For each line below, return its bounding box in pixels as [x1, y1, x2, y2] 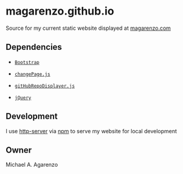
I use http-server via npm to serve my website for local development [5, 127, 178, 134]
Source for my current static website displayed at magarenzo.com [5, 24, 171, 32]
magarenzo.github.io [5, 4, 114, 18]
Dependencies [5, 42, 62, 52]
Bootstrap [14, 59, 40, 65]
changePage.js [14, 71, 50, 77]
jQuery [14, 94, 32, 101]
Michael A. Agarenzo [5, 161, 58, 169]
